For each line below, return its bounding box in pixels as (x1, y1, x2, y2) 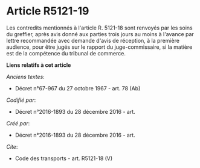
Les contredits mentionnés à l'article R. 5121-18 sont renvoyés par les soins (6, 24, 193, 31)
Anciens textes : (6, 73, 45, 80)
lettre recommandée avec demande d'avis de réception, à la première (6, 37, 180, 44)
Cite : (6, 143, 18, 150)
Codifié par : (6, 96, 36, 104)
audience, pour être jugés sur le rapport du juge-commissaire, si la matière (6, 43, 193, 51)
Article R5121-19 (6, 4, 89, 18)
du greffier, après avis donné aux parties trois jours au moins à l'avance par (6, 30, 195, 37)
